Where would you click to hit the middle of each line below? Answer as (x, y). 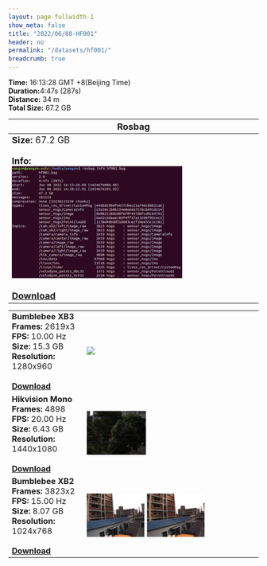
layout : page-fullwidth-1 (51, 17)
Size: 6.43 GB (37, 428)
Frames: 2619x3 (43, 326)
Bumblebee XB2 (43, 481)
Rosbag (133, 126)
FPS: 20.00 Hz (39, 419)
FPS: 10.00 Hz (39, 337)
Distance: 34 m (34, 99)
